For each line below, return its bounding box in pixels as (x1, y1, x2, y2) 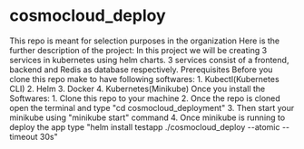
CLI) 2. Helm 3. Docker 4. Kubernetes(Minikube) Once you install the (9, 83, 266, 94)
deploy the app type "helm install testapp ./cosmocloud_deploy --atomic (9, 121, 280, 132)
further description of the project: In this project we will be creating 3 (9, 44, 268, 55)
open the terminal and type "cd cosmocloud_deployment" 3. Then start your (9, 102, 295, 113)
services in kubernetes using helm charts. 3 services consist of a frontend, (9, 54, 289, 65)
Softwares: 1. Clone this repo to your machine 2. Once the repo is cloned (9, 92, 281, 104)
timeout (9, 131, 38, 142)
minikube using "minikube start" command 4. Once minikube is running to (9, 112, 286, 123)
